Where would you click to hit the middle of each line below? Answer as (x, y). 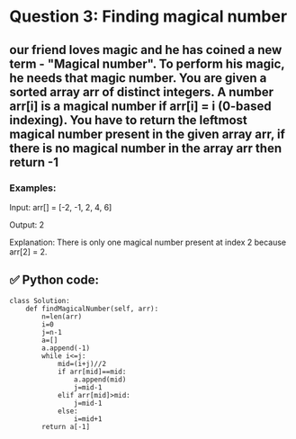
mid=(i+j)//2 (81, 363)
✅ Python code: (54, 280)
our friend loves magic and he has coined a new (146, 50)
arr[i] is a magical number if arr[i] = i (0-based (140, 106)
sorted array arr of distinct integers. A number (142, 92)
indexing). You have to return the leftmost (128, 120)
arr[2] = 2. (28, 251)
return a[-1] (66, 426)
